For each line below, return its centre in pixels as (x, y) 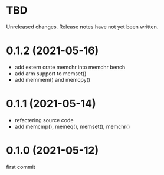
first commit (21, 167)
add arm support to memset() (50, 73)
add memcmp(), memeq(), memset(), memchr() (72, 126)
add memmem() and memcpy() (52, 79)
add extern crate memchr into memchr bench (70, 67)
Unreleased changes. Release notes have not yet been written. (82, 27)
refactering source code (44, 120)
